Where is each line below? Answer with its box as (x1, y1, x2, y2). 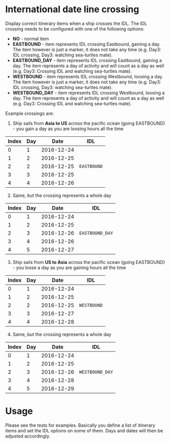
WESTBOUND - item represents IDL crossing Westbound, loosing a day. (12, 73, 163, 79)
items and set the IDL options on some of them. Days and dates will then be (5, 427, 163, 433)
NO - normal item (12, 36, 49, 42)
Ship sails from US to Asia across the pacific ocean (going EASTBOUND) (12, 259, 165, 265)
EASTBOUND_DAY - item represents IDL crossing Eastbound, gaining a (12, 57, 162, 63)
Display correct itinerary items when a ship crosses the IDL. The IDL (5, 20, 147, 26)
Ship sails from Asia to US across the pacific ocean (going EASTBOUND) (12, 120, 165, 126)
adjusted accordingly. (5, 433, 51, 439)
